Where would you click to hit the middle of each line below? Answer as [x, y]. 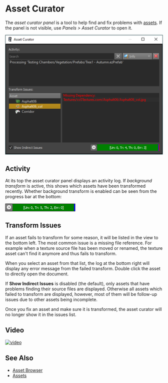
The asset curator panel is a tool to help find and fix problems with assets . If [84, 23]
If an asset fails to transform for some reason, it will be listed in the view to [82, 237]
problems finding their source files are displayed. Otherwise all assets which [84, 289]
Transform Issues [33, 226]
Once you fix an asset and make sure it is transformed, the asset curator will [83, 309]
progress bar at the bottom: [33, 197]
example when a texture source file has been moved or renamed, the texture [84, 248]
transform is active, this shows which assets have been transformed [75, 186]
